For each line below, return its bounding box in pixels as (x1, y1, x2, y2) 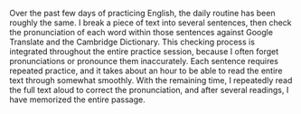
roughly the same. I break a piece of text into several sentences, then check (9, 17, 292, 28)
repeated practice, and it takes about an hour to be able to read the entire (9, 65, 283, 76)
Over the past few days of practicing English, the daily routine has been (9, 8, 276, 18)
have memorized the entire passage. (9, 94, 146, 105)
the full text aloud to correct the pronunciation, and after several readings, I (9, 85, 289, 95)
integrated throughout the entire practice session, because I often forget (9, 46, 278, 57)
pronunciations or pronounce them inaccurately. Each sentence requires (9, 56, 278, 66)
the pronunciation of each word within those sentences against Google (9, 27, 274, 37)
